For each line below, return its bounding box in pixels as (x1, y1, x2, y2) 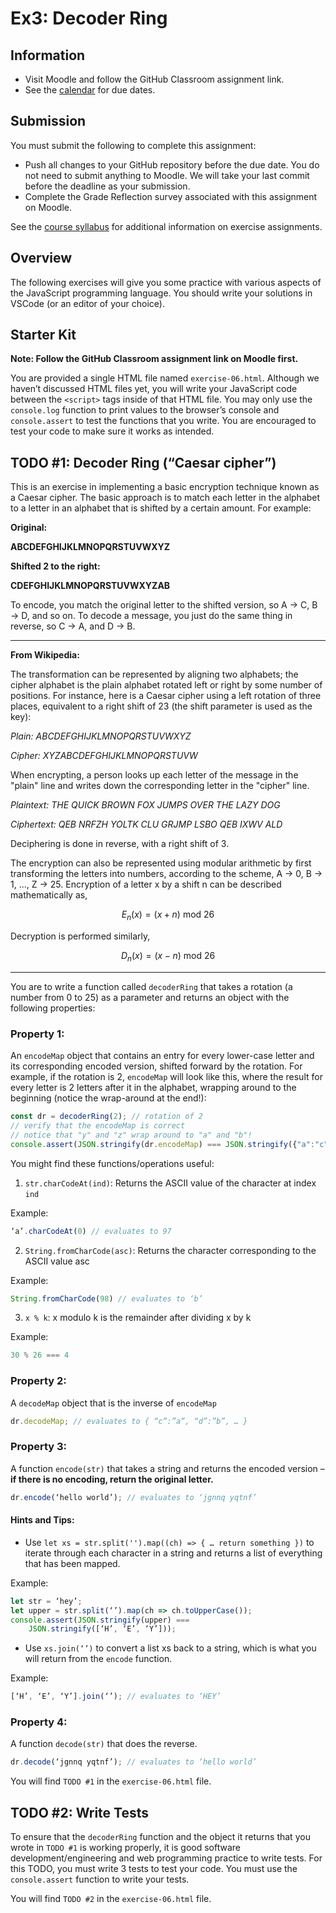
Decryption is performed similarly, (10, 930, 151, 942)
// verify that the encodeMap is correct (10, 1121, 186, 1131)
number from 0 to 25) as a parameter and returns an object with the (10, 991, 290, 1003)
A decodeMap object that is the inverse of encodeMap (10, 1397, 217, 1409)
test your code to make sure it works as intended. (10, 425, 215, 437)
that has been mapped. (24, 1557, 121, 1569)
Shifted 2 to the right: (10, 560, 101, 572)
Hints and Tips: (10, 1514, 75, 1526)
